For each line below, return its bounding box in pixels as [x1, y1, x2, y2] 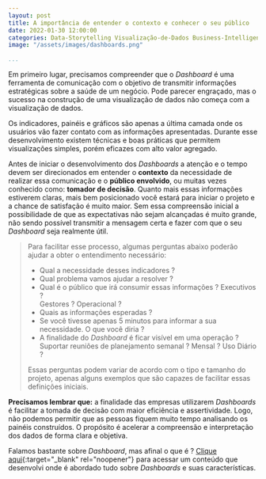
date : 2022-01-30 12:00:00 [8, 26, 97, 34]
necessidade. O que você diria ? [39, 325, 145, 334]
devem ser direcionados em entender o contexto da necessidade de [8, 168, 232, 177]
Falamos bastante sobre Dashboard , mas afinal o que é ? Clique [8, 447, 218, 456]
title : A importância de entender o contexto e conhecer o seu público [8, 19, 249, 27]
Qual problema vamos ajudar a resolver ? [39, 274, 174, 283]
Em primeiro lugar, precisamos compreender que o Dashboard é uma [8, 70, 235, 79]
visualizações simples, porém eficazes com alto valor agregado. [8, 144, 218, 154]
